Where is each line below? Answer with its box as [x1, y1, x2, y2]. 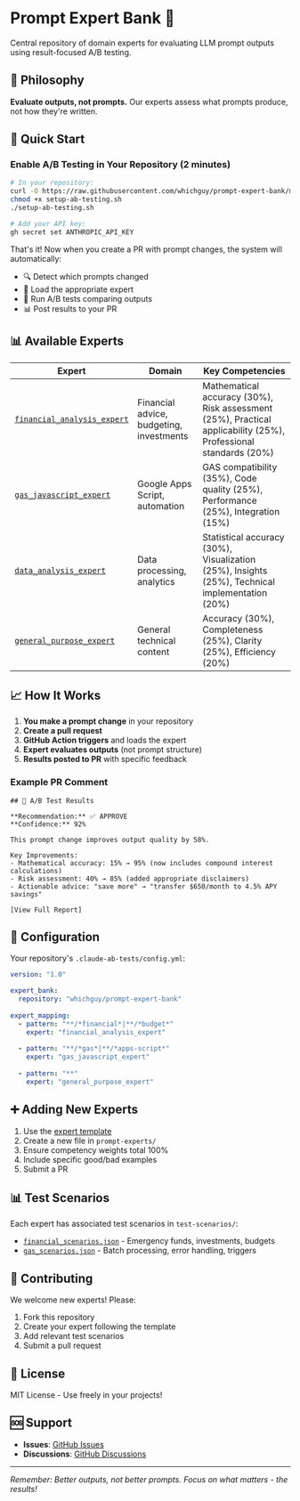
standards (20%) [202, 446, 274, 458]
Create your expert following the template [22, 1321, 176, 1332]
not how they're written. [10, 106, 98, 117]
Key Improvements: [10, 850, 78, 860]
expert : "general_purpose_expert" [26, 1077, 154, 1086]
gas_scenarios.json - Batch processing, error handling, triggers [22, 1245, 257, 1256]
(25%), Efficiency [202, 645, 277, 658]
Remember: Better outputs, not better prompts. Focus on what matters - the [10, 1473, 288, 1485]
